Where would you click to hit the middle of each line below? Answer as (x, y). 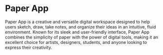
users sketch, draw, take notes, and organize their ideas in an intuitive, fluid (81, 27)
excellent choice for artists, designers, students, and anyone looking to (76, 42)
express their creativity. (29, 47)
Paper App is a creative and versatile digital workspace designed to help (78, 22)
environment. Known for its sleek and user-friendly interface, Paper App (77, 32)
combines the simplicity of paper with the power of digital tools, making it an (82, 37)
